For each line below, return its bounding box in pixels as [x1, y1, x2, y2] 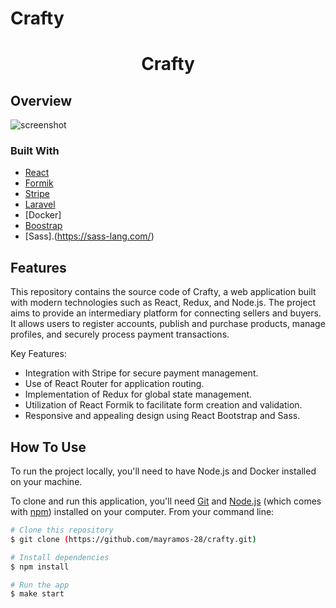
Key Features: [10, 348, 67, 360]
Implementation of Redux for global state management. [24, 388, 253, 401]
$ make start [10, 589, 65, 599]
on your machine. [10, 476, 83, 488]
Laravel [24, 198, 56, 211]
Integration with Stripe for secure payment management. [24, 367, 259, 379]
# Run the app [10, 580, 70, 590]
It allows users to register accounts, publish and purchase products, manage [10, 318, 326, 330]
